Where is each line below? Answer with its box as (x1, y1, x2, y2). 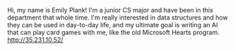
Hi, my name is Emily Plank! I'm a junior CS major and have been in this (7, 6, 214, 14)
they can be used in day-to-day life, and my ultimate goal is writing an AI (7, 21, 218, 29)
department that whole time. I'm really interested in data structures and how (7, 13, 228, 22)
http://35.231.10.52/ (7, 36, 64, 44)
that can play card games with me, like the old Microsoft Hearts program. (7, 28, 220, 36)
